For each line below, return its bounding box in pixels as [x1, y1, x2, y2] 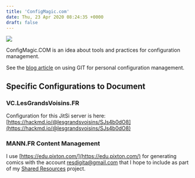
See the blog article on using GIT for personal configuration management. [6, 64, 185, 71]
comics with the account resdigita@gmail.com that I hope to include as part [6, 159, 189, 166]
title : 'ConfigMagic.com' [6, 8, 69, 15]
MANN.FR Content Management [6, 139, 100, 147]
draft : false [6, 19, 38, 25]
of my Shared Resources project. [6, 165, 86, 172]
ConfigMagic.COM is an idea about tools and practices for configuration [6, 46, 180, 53]
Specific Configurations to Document [6, 81, 146, 91]
